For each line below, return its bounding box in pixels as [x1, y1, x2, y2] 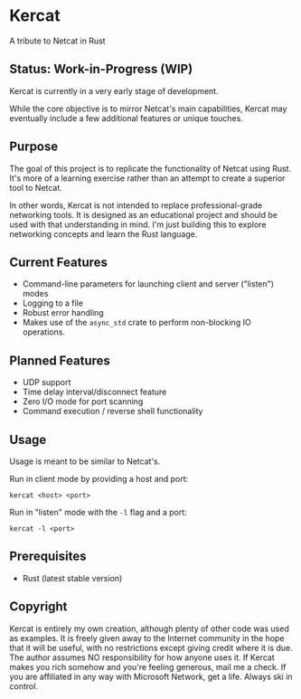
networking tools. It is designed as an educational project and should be [9, 209, 278, 220]
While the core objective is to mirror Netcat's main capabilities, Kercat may [9, 103, 287, 114]
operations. [22, 326, 66, 337]
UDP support [22, 377, 71, 388]
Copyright [9, 599, 68, 615]
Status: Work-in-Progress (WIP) [9, 61, 193, 77]
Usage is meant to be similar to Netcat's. [9, 456, 161, 467]
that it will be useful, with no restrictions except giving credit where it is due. [9, 642, 294, 653]
